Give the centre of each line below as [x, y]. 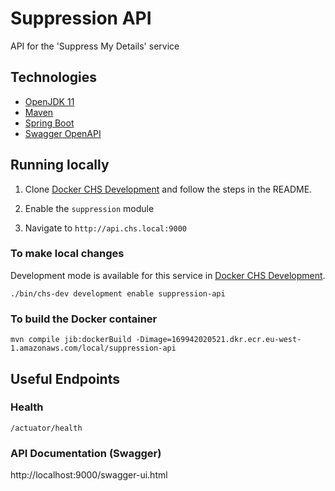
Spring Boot [49, 123]
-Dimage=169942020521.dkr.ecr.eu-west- [218, 340]
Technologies [54, 77]
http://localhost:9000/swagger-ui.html [89, 475]
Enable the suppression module [89, 208]
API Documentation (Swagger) [86, 453]
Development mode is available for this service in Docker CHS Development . [168, 275]
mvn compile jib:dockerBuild [71, 340]
